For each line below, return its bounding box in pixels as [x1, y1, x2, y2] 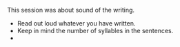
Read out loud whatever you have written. [17, 19, 136, 27]
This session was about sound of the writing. [7, 6, 135, 14]
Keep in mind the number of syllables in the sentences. [17, 27, 174, 35]
